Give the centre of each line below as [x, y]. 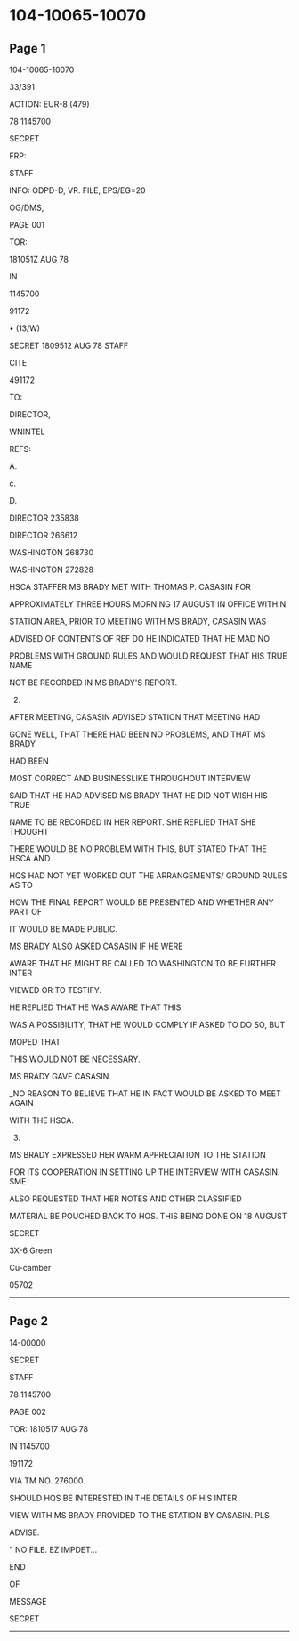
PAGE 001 [27, 225]
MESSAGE [28, 1601]
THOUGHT [29, 832]
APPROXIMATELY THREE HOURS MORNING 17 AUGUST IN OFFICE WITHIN [148, 604]
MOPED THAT [35, 1042]
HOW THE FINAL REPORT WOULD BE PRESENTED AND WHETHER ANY [141, 902]
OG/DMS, [27, 207]
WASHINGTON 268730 [52, 552]
